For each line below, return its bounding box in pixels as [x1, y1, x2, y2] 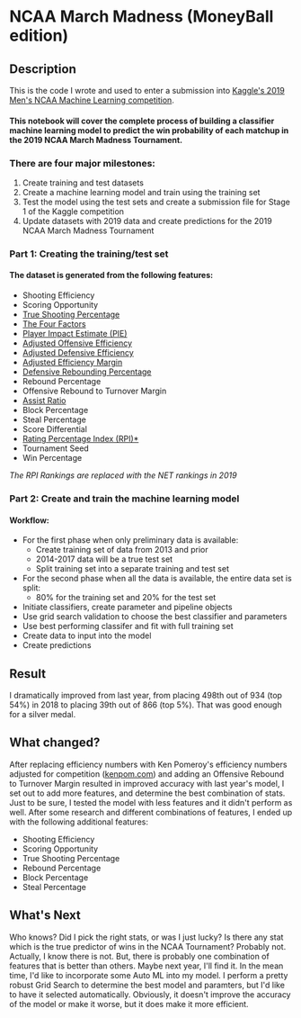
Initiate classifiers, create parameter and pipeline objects [22, 601, 233, 613]
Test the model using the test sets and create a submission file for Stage [22, 196, 290, 207]
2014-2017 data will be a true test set [35, 554, 173, 564]
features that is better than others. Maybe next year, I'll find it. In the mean [9, 960, 284, 971]
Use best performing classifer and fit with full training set [22, 621, 234, 632]
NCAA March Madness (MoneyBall [9, 6, 274, 27]
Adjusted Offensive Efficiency [22, 338, 133, 348]
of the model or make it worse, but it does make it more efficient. [9, 998, 249, 1009]
